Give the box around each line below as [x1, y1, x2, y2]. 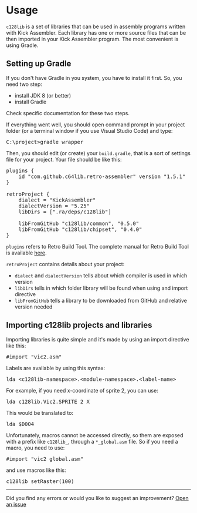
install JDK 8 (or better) [14, 92, 72, 99]
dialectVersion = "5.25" [18, 202, 90, 209]
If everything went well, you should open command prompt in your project [6, 121, 185, 128]
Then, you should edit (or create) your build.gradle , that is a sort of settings [6, 149, 191, 156]
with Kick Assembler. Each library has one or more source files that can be [6, 29, 186, 36]
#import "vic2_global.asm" [6, 455, 84, 462]
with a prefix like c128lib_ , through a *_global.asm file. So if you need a [6, 438, 178, 445]
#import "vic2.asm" [6, 353, 62, 360]
